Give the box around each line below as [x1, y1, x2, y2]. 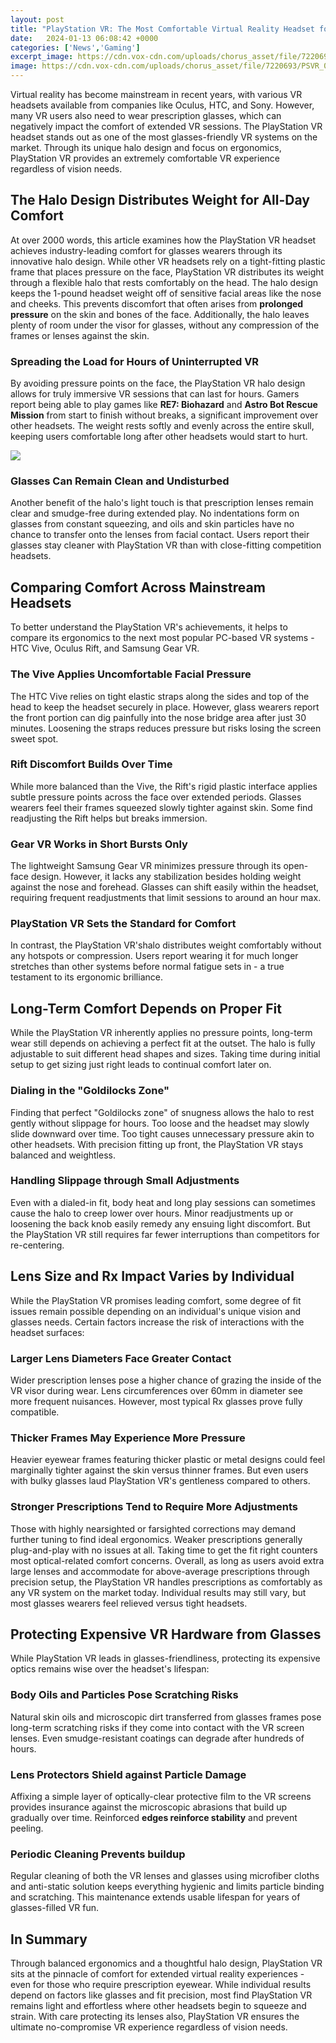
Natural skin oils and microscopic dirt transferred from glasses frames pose [10, 1711, 322, 1723]
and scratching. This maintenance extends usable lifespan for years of [10, 1891, 301, 1903]
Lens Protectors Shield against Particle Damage [10, 1767, 247, 1781]
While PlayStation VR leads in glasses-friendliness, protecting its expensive [10, 1652, 321, 1665]
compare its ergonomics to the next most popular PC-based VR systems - [10, 632, 315, 644]
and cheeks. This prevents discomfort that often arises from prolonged [10, 297, 304, 310]
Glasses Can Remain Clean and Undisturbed [10, 474, 230, 488]
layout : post [10, 14, 65, 25]
